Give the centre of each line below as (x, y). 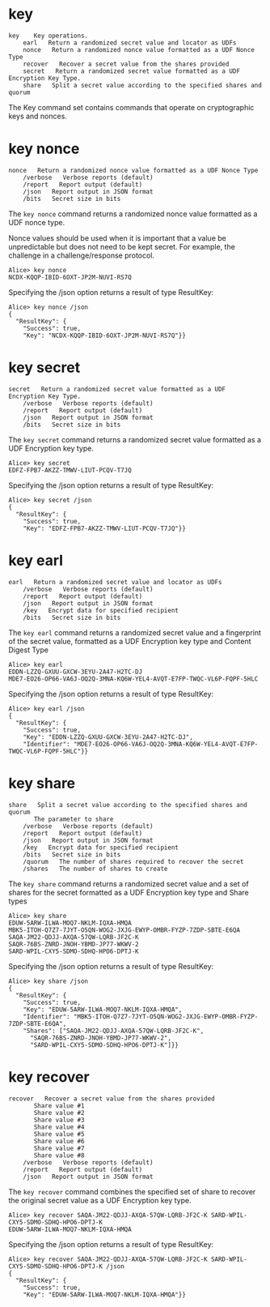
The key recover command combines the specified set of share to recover (132, 1191)
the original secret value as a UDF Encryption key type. (100, 1200)
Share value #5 (59, 1134)
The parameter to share (74, 819)
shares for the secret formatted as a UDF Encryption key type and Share (129, 892)
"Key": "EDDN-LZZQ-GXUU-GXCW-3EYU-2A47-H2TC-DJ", (108, 737)
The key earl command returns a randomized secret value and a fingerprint (135, 632)
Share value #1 (59, 1106)
